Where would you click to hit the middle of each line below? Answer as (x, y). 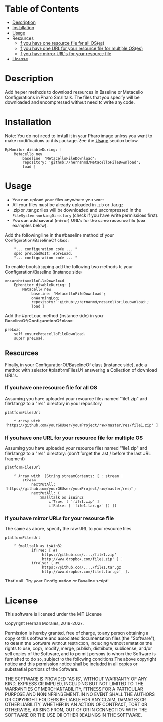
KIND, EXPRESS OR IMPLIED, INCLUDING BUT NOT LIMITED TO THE (74, 684)
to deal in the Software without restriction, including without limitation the (79, 643)
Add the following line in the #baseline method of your (60, 235)
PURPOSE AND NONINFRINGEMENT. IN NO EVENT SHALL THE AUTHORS (80, 694)
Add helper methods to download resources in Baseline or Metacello (74, 92)
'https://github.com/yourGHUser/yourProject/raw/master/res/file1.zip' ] (82, 425)
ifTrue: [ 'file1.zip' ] (74, 502)
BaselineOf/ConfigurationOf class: (40, 321)
